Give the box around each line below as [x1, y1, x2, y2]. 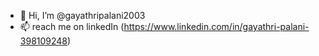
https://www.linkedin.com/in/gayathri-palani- [123, 21, 310, 32]
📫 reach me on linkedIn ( [19, 21, 125, 32]
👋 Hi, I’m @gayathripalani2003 [19, 10, 146, 21]
